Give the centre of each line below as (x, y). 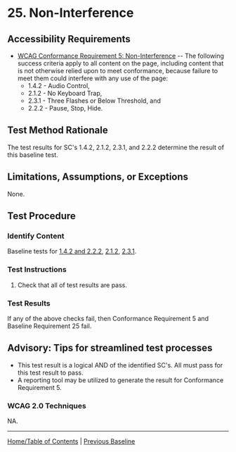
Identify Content (36, 236)
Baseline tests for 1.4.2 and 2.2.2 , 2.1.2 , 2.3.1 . (72, 251)
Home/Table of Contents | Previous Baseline (71, 441)
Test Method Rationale (58, 131)
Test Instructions (37, 270)
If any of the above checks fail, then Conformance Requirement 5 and (108, 318)
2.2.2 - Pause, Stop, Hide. (65, 108)
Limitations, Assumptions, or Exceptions (98, 177)
